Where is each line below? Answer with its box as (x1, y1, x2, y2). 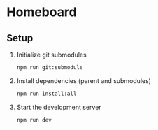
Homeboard (6, 4, 78, 20)
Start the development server (16, 103, 102, 111)
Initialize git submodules (16, 50, 87, 59)
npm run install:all (16, 90, 77, 97)
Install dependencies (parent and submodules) (16, 76, 152, 85)
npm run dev (16, 116, 52, 123)
